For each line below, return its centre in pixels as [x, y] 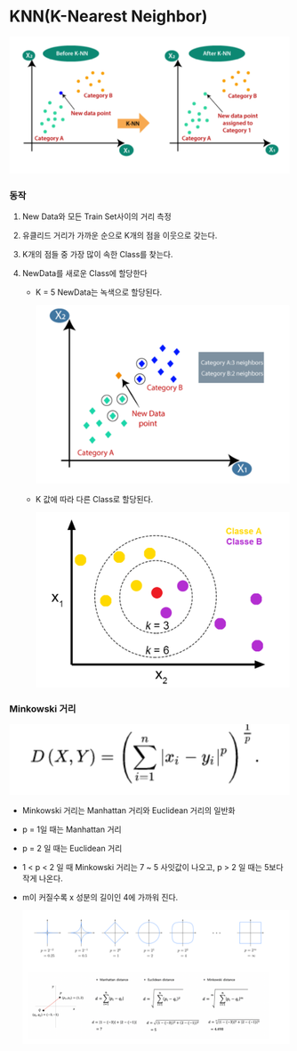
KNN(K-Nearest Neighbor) [108, 16]
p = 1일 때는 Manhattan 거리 [72, 829]
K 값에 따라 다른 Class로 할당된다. [94, 500]
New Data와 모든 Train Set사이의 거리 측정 [96, 216]
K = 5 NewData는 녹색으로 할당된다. [99, 292]
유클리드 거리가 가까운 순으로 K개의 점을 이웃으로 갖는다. [120, 236]
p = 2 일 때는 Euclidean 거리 [72, 848]
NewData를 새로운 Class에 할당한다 [85, 273]
